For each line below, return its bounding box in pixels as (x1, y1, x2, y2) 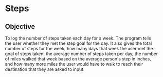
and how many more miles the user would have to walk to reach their (5, 61, 144, 67)
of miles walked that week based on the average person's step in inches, (5, 56, 151, 61)
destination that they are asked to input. (5, 66, 85, 72)
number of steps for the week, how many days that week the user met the (5, 46, 153, 51)
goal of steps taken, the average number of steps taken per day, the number (5, 51, 158, 57)
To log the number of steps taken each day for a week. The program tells (5, 35, 151, 41)
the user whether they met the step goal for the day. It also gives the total (5, 40, 152, 46)
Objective (5, 22, 36, 31)
